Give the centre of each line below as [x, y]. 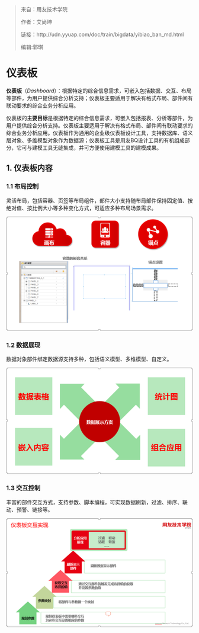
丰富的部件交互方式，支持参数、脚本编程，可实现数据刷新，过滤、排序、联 [97, 502]
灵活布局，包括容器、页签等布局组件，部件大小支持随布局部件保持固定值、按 [99, 200]
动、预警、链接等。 [30, 509]
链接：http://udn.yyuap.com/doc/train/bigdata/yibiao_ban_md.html [102, 34]
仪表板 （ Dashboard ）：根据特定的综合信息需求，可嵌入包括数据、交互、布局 [99, 91]
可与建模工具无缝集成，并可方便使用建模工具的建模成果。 [92, 147]
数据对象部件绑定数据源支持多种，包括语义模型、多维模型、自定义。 [89, 359]
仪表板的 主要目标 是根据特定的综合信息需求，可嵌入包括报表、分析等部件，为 [99, 118]
